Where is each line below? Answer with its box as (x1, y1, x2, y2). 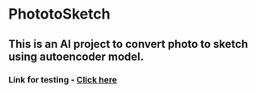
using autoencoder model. (8, 49, 145, 63)
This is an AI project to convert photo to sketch (8, 37, 249, 51)
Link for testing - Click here (8, 74, 117, 85)
